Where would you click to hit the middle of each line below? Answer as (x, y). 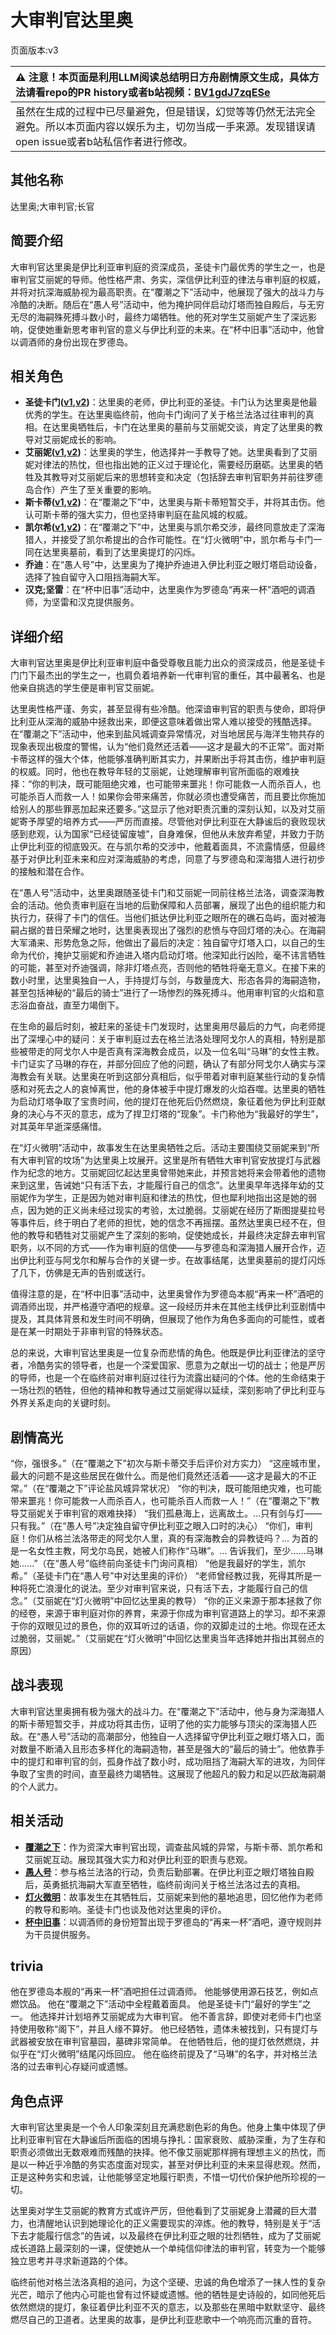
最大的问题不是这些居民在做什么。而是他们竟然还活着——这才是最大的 (155, 1475)
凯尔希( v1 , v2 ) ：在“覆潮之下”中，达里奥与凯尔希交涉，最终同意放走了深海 (175, 527)
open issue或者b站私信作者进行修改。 (104, 141)
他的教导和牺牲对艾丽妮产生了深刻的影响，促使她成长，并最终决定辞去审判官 (168, 1235)
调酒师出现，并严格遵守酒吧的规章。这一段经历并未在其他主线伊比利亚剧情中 (168, 1307)
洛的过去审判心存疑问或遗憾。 (71, 2067)
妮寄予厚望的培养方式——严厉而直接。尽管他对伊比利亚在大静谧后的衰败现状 (168, 822)
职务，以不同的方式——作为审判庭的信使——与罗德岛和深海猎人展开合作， (163, 1248)
